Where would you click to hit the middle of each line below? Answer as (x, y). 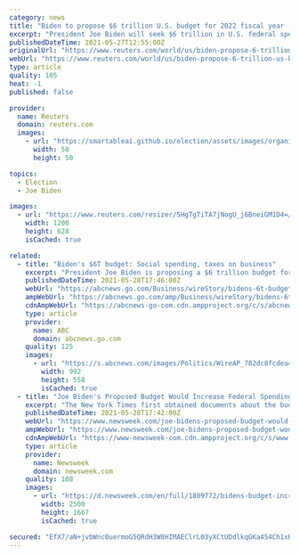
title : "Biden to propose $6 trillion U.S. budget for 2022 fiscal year (147, 26)
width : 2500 (64, 504)
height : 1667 (65, 512)
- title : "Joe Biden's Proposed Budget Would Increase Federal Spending (155, 396)
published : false (41, 92)
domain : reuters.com (55, 125)
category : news (37, 17)
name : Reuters (43, 117)
